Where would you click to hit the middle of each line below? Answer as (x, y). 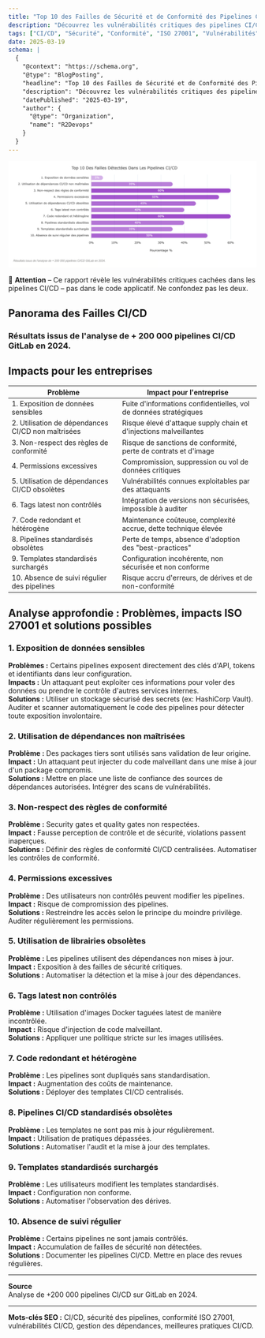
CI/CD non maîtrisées (46, 432)
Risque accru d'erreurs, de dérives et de (187, 578)
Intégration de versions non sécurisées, (186, 500)
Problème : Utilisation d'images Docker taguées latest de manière (115, 1013)
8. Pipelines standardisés (52, 539)
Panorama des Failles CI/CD (78, 313)
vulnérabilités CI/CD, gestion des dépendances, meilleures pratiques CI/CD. (131, 1326)
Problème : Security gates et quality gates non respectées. (104, 824)
